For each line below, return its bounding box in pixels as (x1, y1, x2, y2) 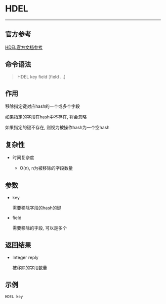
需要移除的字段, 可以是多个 (12, 225, 67, 231)
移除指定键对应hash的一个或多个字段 (5, 103, 80, 109)
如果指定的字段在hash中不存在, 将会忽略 (5, 114, 87, 120)
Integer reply (12, 254, 39, 260)
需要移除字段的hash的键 (12, 205, 62, 211)
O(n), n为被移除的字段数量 (19, 165, 73, 171)
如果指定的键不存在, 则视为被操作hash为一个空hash (5, 125, 110, 131)
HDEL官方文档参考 (5, 44, 43, 50)
